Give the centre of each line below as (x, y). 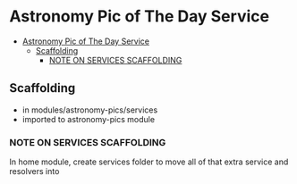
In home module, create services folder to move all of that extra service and (149, 162)
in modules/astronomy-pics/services (90, 110)
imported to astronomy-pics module (88, 119)
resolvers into (34, 171)
